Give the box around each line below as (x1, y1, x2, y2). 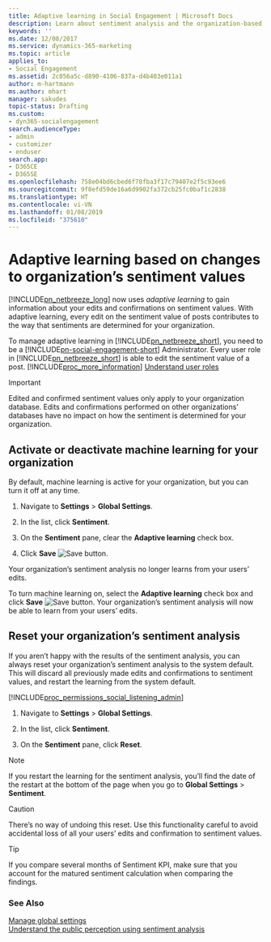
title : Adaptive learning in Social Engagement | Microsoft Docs (8, 11, 233, 20)
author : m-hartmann (8, 80, 74, 88)
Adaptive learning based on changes (8, 251, 261, 269)
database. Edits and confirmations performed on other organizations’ (8, 402, 239, 412)
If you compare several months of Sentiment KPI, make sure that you (8, 859, 238, 869)
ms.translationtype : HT (8, 192, 89, 201)
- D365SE (8, 170, 38, 179)
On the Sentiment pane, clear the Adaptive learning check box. (19, 533, 235, 542)
